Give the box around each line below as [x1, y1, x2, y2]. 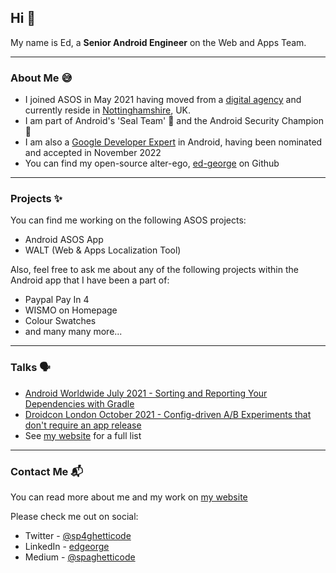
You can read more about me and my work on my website [10, 491, 248, 503]
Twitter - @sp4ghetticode [24, 530, 132, 541]
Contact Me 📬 [10, 464, 84, 478]
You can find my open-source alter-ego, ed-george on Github [24, 157, 280, 170]
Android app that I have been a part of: [10, 274, 170, 286]
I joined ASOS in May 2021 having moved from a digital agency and [24, 94, 302, 106]
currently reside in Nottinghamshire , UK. [24, 104, 191, 116]
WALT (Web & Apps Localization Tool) [24, 244, 182, 256]
